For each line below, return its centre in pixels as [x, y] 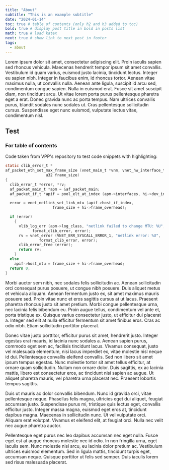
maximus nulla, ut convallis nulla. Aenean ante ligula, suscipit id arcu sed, [81, 83]
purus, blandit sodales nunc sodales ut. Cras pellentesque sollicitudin [77, 104]
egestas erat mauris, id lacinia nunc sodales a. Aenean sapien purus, [76, 340]
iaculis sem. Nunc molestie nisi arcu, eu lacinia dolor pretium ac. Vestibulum [84, 446]
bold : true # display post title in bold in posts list [65, 29]
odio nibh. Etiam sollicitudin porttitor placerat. [52, 325]
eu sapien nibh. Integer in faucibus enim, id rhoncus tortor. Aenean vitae [80, 78]
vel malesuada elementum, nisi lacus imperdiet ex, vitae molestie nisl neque [84, 351]
